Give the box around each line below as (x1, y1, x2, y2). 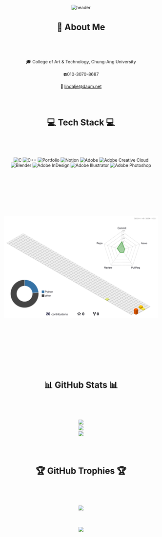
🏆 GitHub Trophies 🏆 (35, 465, 127, 476)
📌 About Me (57, 22, 105, 33)
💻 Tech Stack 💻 (47, 117, 115, 128)
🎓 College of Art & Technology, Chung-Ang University (25, 58, 137, 64)
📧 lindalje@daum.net (60, 83, 102, 89)
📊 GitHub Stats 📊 (44, 379, 118, 390)
